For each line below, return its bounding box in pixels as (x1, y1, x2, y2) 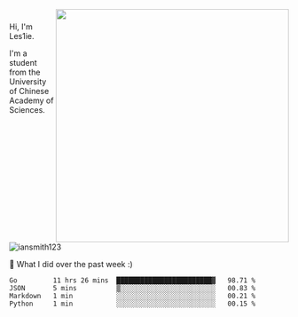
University (9, 75, 47, 87)
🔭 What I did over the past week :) (9, 259, 133, 269)
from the (9, 67, 41, 77)
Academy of (9, 95, 54, 106)
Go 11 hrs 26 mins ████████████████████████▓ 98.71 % (9, 276, 255, 285)
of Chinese (9, 85, 50, 96)
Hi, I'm (9, 21, 33, 32)
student (9, 57, 37, 67)
